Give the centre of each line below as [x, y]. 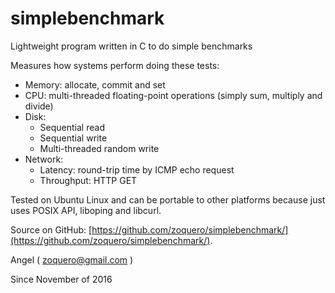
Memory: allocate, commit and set [95, 84]
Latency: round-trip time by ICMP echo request [137, 169]
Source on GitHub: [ [51, 229]
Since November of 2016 [61, 279]
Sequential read [72, 127]
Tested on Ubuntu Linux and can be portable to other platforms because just [168, 199]
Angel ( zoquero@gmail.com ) [72, 259]
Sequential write [73, 138]
